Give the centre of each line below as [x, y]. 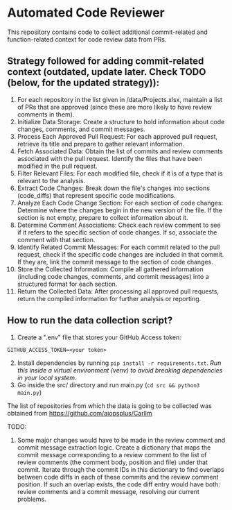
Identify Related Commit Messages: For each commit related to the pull [118, 247]
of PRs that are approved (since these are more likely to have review [115, 107]
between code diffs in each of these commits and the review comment [118, 477]
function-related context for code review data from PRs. [87, 39]
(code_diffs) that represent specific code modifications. [97, 195]
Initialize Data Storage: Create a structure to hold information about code [121, 121]
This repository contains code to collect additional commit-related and [107, 32]
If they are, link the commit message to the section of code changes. [115, 262]
